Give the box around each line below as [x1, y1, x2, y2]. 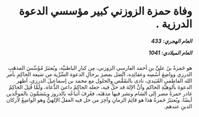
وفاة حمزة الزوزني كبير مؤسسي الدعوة [19, 4, 192, 18]
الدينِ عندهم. [164, 103, 192, 110]
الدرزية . [155, 17, 192, 31]
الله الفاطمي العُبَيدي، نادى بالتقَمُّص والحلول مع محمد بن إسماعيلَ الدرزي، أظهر [16, 77, 192, 84]
